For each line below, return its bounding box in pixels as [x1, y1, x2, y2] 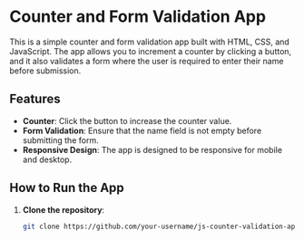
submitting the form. [22, 134, 99, 146]
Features [9, 91, 61, 107]
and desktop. [22, 154, 73, 165]
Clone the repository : [22, 204, 105, 215]
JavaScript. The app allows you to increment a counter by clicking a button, [9, 45, 292, 56]
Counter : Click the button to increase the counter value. [22, 115, 232, 126]
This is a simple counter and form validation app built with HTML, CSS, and [9, 36, 290, 47]
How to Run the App [9, 180, 124, 196]
